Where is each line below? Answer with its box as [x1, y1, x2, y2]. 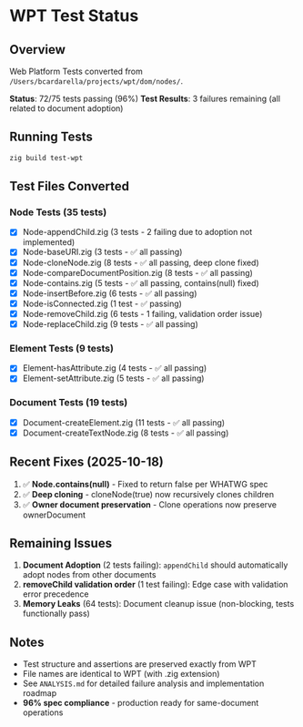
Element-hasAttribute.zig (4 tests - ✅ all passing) [22, 363, 207, 374]
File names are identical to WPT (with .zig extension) [22, 669, 220, 680]
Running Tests [9, 129, 93, 145]
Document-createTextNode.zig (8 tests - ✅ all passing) [22, 427, 229, 438]
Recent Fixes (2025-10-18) [9, 455, 164, 470]
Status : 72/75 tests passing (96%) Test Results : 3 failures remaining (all [9, 93, 280, 104]
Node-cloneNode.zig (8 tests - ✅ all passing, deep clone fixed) [22, 257, 259, 268]
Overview [9, 42, 66, 57]
